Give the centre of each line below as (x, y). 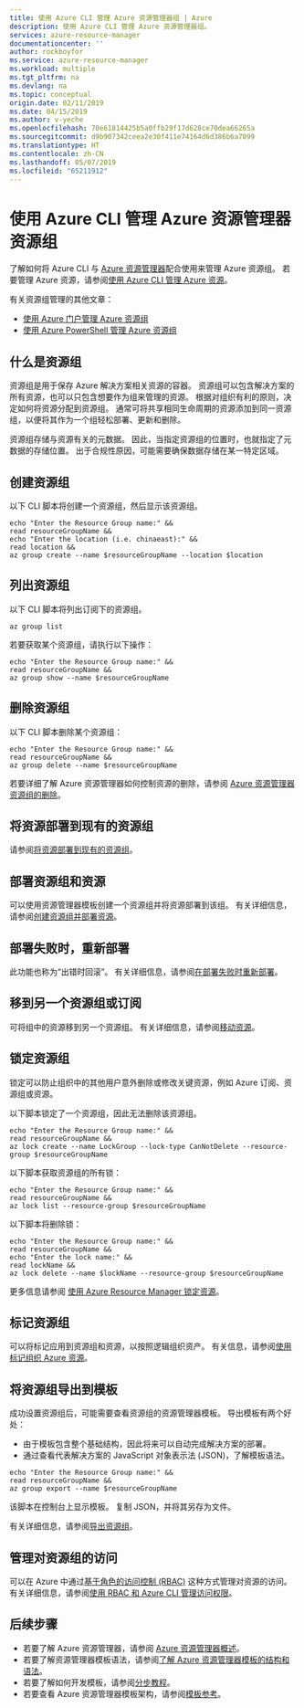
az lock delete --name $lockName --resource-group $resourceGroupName (147, 1273)
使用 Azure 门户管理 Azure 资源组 (85, 319)
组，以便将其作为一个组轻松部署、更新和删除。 (97, 420)
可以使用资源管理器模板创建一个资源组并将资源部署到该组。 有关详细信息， (151, 905)
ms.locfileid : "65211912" (58, 171)
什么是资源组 (46, 362)
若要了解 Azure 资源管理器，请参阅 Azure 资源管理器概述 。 (133, 1648)
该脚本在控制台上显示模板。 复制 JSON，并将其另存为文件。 (123, 1507)
